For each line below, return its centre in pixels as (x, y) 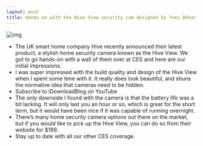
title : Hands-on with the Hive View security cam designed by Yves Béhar (101, 17)
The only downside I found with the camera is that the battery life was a (105, 98)
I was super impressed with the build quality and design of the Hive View (106, 72)
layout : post (23, 12)
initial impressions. (38, 65)
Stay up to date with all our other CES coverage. (75, 136)
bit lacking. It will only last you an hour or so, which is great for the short (105, 104)
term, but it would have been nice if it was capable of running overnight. (105, 110)
